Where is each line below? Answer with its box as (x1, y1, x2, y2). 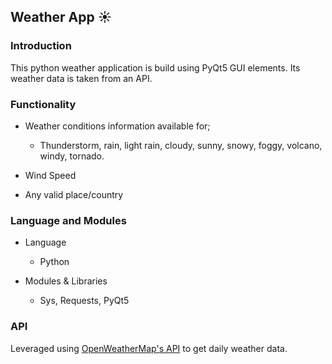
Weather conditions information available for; (24, 120, 211, 132)
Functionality (10, 97, 77, 111)
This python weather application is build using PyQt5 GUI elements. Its (10, 61, 301, 74)
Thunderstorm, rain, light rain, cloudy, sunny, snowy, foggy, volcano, (39, 139, 323, 151)
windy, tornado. (39, 150, 105, 162)
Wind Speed (24, 169, 77, 181)
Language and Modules (10, 213, 127, 227)
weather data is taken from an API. (10, 72, 153, 84)
